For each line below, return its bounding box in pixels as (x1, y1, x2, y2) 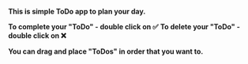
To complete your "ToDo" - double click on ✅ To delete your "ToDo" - (8, 22, 241, 31)
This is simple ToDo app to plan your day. (8, 7, 146, 16)
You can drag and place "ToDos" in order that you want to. (8, 47, 204, 56)
